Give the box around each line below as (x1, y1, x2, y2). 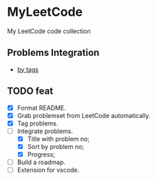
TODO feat (7, 86, 54, 97)
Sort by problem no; (27, 142, 85, 150)
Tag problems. (17, 119, 59, 128)
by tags (17, 65, 39, 73)
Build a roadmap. (17, 158, 66, 166)
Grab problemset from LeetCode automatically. (17, 111, 151, 119)
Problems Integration (7, 47, 100, 59)
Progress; (27, 150, 55, 159)
